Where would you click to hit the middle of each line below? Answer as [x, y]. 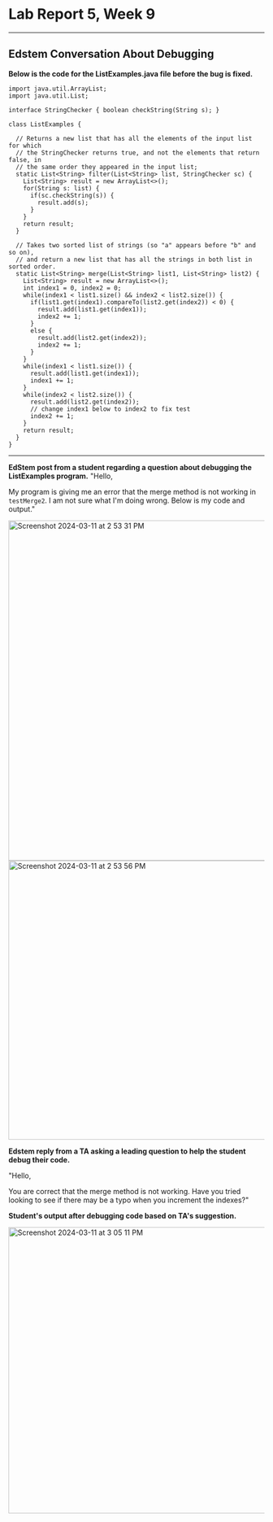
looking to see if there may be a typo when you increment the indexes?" [129, 1200]
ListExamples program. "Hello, [61, 476]
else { [41, 330]
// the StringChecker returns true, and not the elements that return [138, 153]
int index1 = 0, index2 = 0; [72, 288]
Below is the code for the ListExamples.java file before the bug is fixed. [131, 73]
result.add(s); [63, 203]
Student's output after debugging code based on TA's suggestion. [123, 1215]
